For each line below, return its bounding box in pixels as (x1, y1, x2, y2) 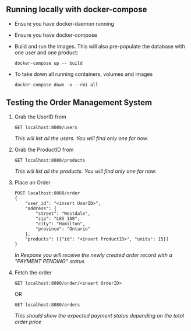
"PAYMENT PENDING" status (14, 257, 84, 264)
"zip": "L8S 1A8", (36, 215, 80, 221)
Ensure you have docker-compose (14, 32, 97, 39)
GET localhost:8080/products (14, 157, 86, 163)
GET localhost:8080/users (14, 124, 77, 130)
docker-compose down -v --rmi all (14, 82, 98, 88)
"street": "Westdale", (36, 210, 91, 217)
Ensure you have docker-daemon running (14, 20, 115, 27)
